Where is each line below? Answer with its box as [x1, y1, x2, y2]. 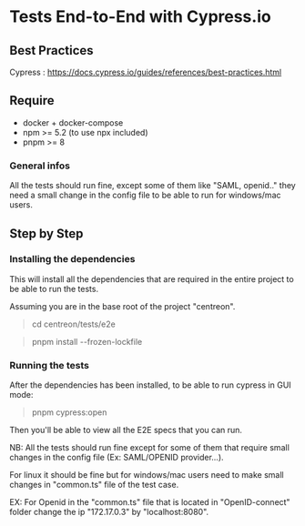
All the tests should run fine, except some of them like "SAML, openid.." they [9, 180, 296, 191]
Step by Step [9, 226, 84, 241]
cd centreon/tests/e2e [31, 319, 116, 329]
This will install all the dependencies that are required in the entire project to [9, 273, 294, 284]
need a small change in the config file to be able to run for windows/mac [9, 189, 281, 201]
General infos [9, 159, 71, 172]
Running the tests [9, 359, 89, 371]
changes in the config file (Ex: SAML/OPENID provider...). [9, 452, 225, 463]
